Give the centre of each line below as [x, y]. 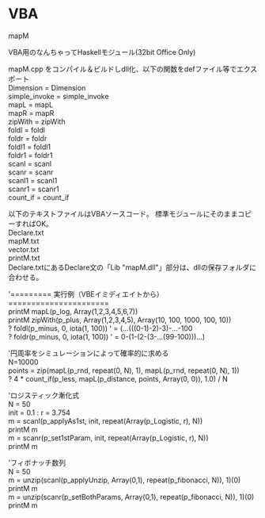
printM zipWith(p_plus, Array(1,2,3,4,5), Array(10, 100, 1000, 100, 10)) [120, 320]
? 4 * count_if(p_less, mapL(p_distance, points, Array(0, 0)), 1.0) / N [118, 378]
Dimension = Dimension [47, 87]
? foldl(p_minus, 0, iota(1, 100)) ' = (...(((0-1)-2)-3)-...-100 [100, 328]
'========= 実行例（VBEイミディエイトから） [86, 294]
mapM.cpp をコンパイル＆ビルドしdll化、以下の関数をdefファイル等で [123, 69]
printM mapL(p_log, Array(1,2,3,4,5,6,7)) [73, 311]
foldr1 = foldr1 [30, 155]
